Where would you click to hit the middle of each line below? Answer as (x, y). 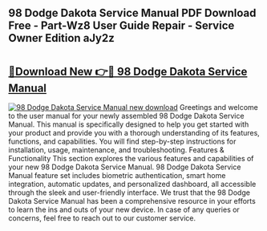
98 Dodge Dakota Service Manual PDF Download (132, 13)
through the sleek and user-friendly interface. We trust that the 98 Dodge (129, 192)
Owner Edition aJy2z (61, 38)
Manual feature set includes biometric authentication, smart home (117, 175)
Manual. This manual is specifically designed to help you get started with (129, 124)
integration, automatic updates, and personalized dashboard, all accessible (132, 184)
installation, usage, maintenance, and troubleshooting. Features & (116, 150)
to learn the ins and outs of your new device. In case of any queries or (124, 209)
